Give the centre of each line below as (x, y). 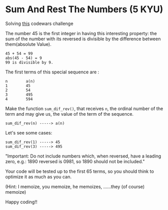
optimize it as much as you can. (38, 176)
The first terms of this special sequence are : (52, 72)
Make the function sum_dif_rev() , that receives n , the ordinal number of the (84, 109)
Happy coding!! (21, 202)
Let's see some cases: (29, 133)
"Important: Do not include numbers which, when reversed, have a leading (83, 156)
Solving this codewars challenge (39, 23)
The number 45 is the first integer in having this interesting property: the (81, 33)
